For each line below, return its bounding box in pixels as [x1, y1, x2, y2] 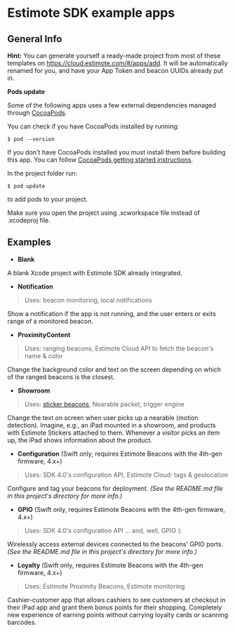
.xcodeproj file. [7, 216, 51, 224]
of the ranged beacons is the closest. [7, 372, 115, 381]
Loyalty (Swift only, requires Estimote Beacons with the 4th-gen [17, 560, 203, 570]
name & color [24, 351, 63, 360]
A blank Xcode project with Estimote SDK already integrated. [7, 268, 182, 277]
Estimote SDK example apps [7, 5, 175, 21]
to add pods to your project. [7, 195, 88, 203]
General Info [7, 33, 62, 45]
